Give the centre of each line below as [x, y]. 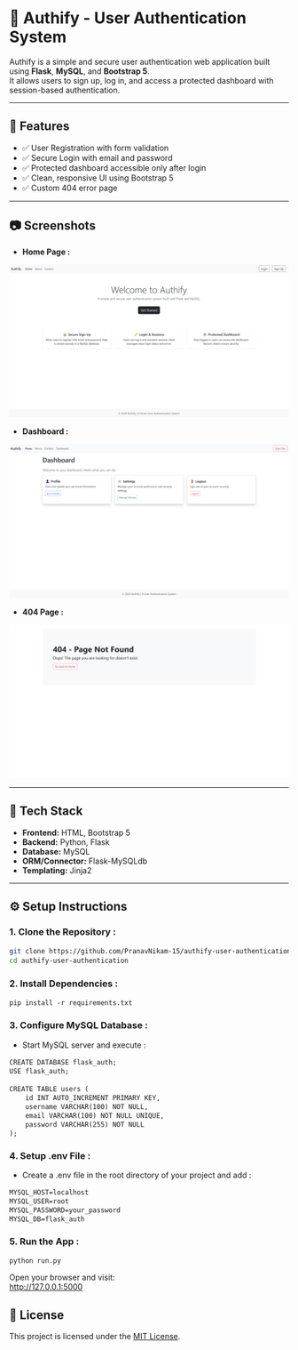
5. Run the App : [44, 1242]
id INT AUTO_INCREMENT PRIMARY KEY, [93, 1097]
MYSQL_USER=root [39, 1201]
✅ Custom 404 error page [70, 188]
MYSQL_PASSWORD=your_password [65, 1210]
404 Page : [43, 612]
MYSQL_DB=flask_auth [47, 1219]
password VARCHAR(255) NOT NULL [85, 1124]
